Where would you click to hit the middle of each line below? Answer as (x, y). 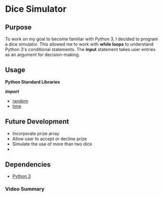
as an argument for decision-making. (43, 55)
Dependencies (28, 165)
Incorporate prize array (36, 133)
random (20, 101)
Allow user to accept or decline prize (49, 139)
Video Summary (25, 189)
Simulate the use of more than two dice (52, 144)
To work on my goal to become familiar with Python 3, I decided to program (82, 39)
